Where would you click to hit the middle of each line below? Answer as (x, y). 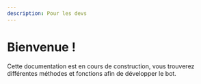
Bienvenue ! (42, 47)
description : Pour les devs (47, 13)
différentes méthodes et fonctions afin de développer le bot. (92, 73)
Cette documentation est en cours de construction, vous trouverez (101, 66)
